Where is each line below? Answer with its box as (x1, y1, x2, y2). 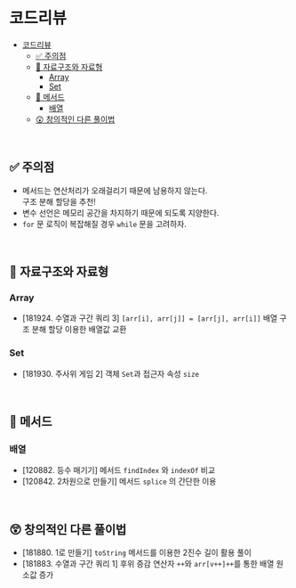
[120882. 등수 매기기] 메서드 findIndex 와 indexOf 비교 (21, 465, 216, 476)
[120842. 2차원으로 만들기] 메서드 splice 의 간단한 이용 (21, 476, 217, 486)
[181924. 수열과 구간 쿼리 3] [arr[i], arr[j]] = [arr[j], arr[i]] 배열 (21, 313, 278, 323)
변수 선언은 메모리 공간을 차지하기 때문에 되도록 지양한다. (21, 207, 220, 218)
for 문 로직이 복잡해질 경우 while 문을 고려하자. (21, 218, 187, 229)
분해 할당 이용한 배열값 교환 (31, 324, 127, 335)
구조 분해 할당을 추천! (21, 196, 96, 207)
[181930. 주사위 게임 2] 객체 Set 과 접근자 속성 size (21, 368, 200, 379)
